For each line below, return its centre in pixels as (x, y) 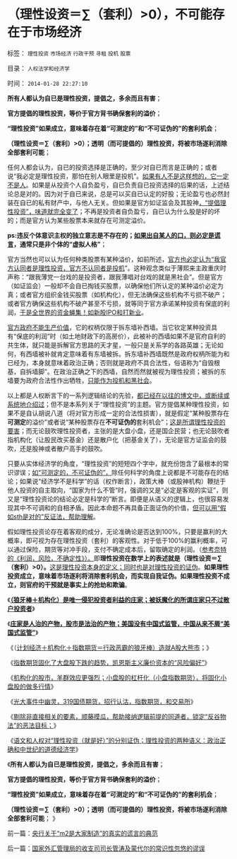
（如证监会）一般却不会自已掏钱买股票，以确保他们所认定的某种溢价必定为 (115, 286)
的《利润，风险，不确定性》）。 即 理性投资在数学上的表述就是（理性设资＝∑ (115, 558)
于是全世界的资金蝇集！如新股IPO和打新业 (81, 312)
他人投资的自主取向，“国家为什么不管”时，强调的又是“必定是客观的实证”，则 (118, 490)
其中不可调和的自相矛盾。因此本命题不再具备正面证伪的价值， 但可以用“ (117, 507)
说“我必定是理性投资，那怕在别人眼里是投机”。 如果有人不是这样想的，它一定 (118, 176)
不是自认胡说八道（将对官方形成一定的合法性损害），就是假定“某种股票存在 (121, 413)
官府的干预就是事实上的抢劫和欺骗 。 (78, 584)
